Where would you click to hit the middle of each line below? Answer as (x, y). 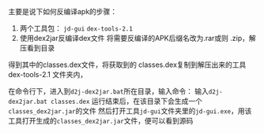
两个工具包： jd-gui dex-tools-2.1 (76, 28)
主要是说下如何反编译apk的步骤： (63, 11)
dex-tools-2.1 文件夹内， (48, 74)
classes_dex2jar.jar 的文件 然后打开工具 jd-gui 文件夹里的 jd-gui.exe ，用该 (130, 111)
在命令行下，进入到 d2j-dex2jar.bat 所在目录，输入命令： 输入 (109, 91)
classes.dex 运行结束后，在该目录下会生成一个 (126, 101)
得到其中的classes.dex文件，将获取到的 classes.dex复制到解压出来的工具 (127, 65)
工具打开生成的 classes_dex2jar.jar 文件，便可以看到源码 (101, 121)
